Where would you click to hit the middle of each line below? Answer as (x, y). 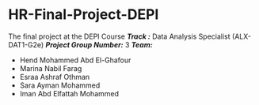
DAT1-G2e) (26, 44)
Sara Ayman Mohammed (60, 85)
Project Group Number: (85, 44)
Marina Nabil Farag (51, 68)
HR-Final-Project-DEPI (84, 15)
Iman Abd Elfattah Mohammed (69, 93)
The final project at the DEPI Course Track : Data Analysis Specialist (120, 36)
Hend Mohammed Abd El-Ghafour (75, 60)
